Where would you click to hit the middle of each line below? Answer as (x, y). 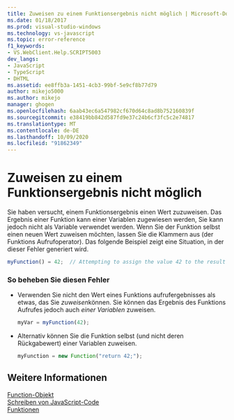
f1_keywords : (26, 46)
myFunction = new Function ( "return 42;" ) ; (80, 357)
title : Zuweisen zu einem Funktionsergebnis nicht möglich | (98, 14)
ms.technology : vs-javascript (51, 33)
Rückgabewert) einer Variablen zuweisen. (77, 343)
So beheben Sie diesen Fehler (58, 280)
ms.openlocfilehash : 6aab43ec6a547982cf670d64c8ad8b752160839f (101, 111)
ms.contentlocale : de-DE (43, 130)
